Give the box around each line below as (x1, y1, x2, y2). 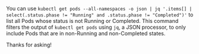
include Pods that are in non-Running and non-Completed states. (6, 30, 166, 37)
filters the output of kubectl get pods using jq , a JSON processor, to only (6, 23, 186, 31)
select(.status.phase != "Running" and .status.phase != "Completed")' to (6, 11, 194, 18)
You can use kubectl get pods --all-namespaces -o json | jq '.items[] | (6, 5, 192, 12)
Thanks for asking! (6, 41, 52, 48)
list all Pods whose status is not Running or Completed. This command (6, 18, 179, 24)
